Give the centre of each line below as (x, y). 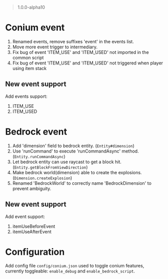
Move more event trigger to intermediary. (55, 47)
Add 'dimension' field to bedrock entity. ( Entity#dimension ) (73, 146)
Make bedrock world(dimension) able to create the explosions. (77, 172)
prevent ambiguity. (32, 188)
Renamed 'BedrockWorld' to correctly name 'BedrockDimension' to (82, 183)
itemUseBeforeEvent (34, 226)
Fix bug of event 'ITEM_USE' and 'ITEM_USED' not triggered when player (88, 63)
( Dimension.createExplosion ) (42, 178)
